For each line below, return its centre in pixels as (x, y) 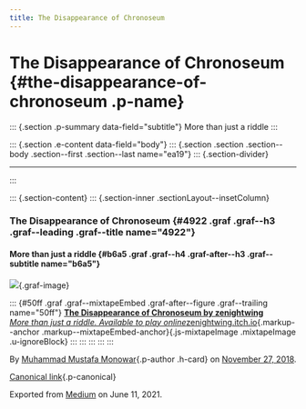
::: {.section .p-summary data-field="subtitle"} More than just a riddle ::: (144, 126)
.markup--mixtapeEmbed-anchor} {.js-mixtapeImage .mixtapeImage (168, 332)
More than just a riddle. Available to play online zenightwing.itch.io (133, 322)
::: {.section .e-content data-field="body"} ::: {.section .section (127, 144)
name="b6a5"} (71, 264)
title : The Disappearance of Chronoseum (87, 18)
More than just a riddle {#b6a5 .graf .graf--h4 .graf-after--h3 (127, 254)
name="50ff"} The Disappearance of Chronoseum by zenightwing (137, 312)
